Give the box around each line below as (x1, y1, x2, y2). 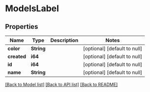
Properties (5, 23, 38, 31)
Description (50, 37, 79, 44)
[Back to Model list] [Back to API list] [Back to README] (5, 82, 118, 87)
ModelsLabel (5, 3, 59, 14)
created (7, 53, 26, 60)
